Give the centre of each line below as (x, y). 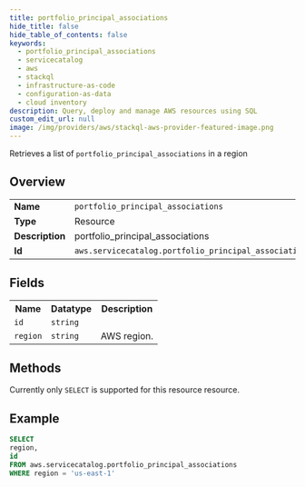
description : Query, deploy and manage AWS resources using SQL (133, 111)
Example (34, 418)
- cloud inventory (53, 102)
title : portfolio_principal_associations (89, 18)
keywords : (28, 43)
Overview (38, 182)
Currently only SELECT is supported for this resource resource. (125, 390)
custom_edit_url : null (52, 119)
